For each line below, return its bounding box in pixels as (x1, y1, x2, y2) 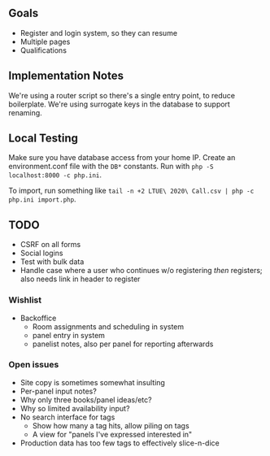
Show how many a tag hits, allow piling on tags (32, 420, 189, 430)
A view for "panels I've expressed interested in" (32, 429, 193, 439)
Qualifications (20, 45, 67, 55)
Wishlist (8, 294, 42, 306)
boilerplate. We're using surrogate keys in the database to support (8, 99, 230, 109)
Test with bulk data (20, 257, 85, 267)
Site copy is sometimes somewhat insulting (20, 377, 165, 387)
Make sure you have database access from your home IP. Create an (8, 153, 236, 163)
